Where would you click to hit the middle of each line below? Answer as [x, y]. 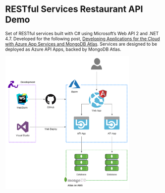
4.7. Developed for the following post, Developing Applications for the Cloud [82, 39]
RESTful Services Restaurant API [74, 9]
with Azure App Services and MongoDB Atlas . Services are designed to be [81, 44]
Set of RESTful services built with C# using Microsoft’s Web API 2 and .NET [82, 33]
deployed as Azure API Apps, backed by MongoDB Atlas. [63, 49]
